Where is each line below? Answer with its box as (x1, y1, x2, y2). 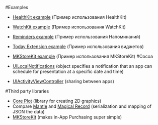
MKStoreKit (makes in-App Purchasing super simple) (12, 114, 122, 120)
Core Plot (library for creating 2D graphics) (12, 98, 102, 104)
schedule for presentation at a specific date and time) (12, 68, 124, 74)
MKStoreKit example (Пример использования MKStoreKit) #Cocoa (12, 53, 153, 59)
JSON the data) (12, 109, 45, 114)
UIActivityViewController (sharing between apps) (12, 78, 115, 84)
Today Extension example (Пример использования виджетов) (12, 44, 144, 50)
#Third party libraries (5, 88, 49, 94)
